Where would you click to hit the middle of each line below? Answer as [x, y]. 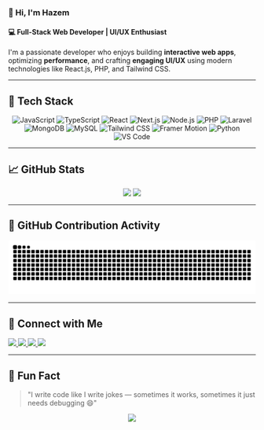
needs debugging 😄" [62, 402]
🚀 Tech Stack [41, 101]
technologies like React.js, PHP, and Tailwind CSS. [90, 69]
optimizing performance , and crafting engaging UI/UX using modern [120, 61]
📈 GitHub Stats [46, 169]
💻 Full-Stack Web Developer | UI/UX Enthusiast [88, 31]
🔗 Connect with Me [56, 323]
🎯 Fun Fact [34, 375]
